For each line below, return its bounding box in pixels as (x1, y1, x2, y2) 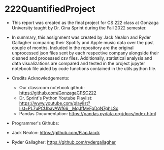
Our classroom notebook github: (19, 84, 85, 90)
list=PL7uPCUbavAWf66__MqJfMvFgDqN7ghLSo (19, 105, 119, 111)
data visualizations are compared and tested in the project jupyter (11, 60, 146, 66)
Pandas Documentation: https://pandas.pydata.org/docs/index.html (19, 110, 156, 116)
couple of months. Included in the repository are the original (11, 45, 134, 50)
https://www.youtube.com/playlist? (19, 100, 91, 106)
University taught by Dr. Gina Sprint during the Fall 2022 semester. (11, 25, 147, 30)
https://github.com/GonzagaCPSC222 (19, 90, 97, 96)
